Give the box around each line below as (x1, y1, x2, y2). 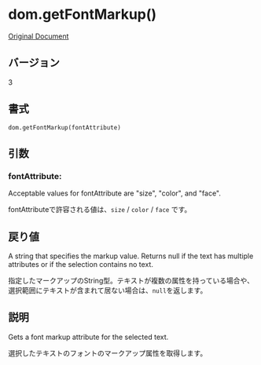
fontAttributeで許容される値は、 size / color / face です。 (8, 205, 192, 214)
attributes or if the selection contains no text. (8, 260, 153, 269)
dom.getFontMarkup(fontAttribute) (8, 123, 122, 131)
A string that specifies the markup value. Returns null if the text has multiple (8, 251, 254, 261)
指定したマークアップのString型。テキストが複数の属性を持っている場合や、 (8, 276, 254, 286)
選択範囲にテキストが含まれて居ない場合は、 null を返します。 (8, 286, 208, 295)
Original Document (8, 31, 69, 41)
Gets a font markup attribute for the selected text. (8, 332, 169, 341)
